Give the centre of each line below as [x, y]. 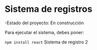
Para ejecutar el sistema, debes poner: [44, 32]
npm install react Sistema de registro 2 [46, 42]
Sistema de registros [48, 9]
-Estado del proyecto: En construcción [44, 23]
